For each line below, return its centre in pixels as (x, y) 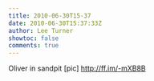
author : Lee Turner (41, 30)
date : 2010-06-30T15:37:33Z (55, 23)
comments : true (34, 46)
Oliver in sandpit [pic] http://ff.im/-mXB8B (77, 68)
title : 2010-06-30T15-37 (50, 16)
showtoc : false (34, 38)
